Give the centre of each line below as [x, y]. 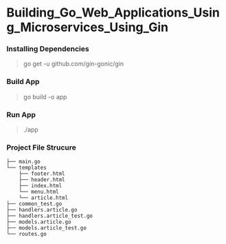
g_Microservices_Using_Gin [88, 27]
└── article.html [44, 198]
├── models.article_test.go [47, 228]
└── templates [27, 168]
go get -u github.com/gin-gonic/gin [74, 64]
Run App [21, 114]
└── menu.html [39, 192]
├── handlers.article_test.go [50, 216]
